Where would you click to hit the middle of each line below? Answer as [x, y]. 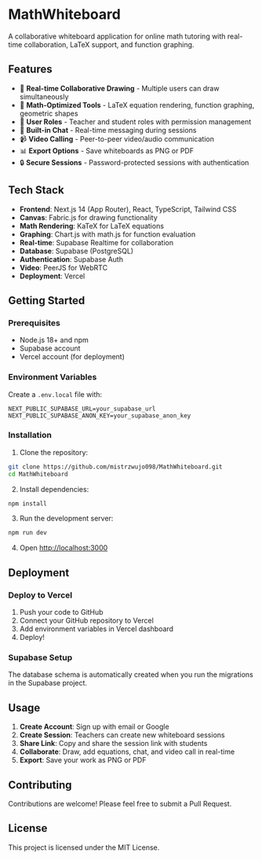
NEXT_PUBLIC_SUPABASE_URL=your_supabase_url [82, 409]
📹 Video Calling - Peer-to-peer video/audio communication [116, 138]
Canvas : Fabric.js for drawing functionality [89, 217]
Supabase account [50, 348]
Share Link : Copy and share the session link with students [113, 744]
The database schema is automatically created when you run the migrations [131, 674]
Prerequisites [34, 322]
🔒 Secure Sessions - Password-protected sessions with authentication [134, 162]
